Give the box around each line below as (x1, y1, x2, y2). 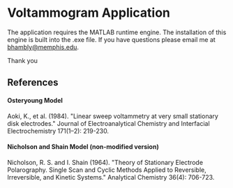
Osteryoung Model (7, 96, 63, 104)
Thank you (7, 56, 38, 64)
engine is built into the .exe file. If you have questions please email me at (7, 35, 216, 43)
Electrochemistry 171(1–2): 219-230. (7, 126, 110, 135)
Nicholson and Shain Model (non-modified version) (7, 143, 159, 151)
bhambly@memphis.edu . (7, 43, 79, 51)
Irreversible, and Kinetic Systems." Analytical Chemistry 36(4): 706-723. (7, 173, 215, 181)
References (7, 77, 59, 89)
